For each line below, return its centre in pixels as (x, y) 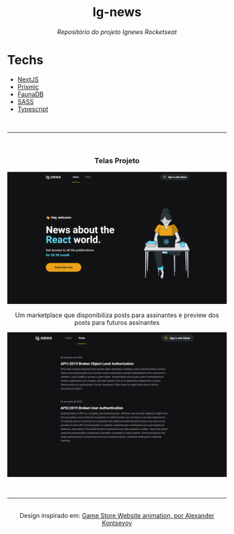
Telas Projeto (117, 160)
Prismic (28, 86)
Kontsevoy (117, 523)
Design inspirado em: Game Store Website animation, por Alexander (117, 516)
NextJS (28, 79)
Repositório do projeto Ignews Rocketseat (117, 31)
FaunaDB (30, 94)
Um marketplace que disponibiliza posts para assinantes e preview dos (117, 315)
